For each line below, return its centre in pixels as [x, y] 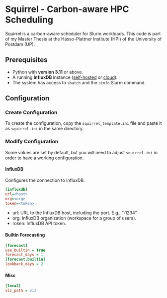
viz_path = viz [21, 291]
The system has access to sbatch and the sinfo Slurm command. [79, 82]
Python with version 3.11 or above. [48, 72]
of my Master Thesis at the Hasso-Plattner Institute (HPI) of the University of [83, 39]
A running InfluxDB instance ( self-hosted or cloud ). [65, 77]
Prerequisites [26, 60]
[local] [13, 286]
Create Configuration [31, 112]
